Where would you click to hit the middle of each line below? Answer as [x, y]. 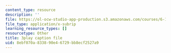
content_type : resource [31, 10]
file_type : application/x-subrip [41, 24]
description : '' [22, 15]
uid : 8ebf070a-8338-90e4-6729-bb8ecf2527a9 [52, 43]
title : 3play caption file [34, 38]
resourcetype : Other [27, 33]
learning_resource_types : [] [36, 29]
